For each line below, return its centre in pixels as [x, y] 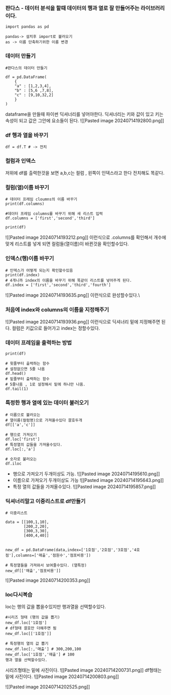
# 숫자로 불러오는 [21, 459]
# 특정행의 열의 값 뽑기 [27, 644]
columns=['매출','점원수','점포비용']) [53, 555]
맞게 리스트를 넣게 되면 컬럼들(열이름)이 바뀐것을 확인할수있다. [67, 244]
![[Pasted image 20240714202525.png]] [48, 687]
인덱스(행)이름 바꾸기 [30, 259]
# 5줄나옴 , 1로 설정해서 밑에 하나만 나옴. [45, 384]
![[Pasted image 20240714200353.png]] [48, 580]
